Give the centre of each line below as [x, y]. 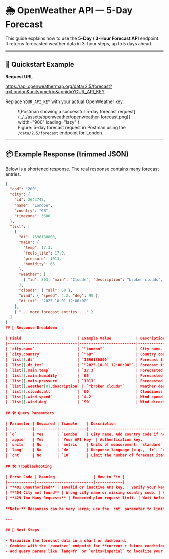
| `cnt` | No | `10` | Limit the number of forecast [80, 455]
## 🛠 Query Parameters [30, 413]
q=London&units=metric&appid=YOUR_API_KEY [55, 91]
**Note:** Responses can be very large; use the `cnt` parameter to [78, 509]
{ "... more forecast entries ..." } [54, 312]
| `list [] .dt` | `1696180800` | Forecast [82, 360]
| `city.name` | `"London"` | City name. [84, 349]
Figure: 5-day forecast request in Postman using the [72, 127]
